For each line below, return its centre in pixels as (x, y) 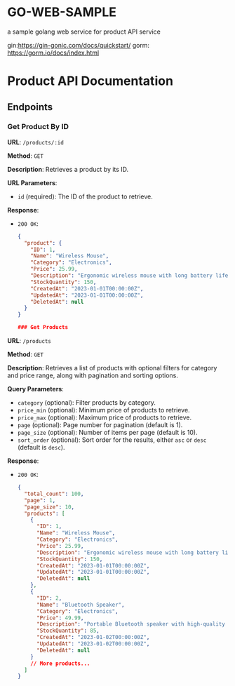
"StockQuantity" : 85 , (68, 631)
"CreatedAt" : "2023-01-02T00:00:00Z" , (93, 638)
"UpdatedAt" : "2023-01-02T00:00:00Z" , (93, 644)
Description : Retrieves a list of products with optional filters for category (112, 368)
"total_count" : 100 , (54, 494)
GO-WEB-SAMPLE (62, 12)
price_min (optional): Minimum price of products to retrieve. (104, 410)
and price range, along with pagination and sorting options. (93, 375)
